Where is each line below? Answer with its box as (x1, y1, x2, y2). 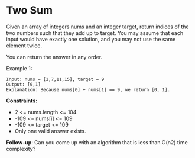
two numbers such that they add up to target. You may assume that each (6, 29, 184, 36)
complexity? (6, 145, 36, 152)
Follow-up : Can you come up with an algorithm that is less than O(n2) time (6, 138, 188, 146)
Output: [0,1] (6, 81, 41, 88)
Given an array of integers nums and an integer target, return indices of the (6, 23, 189, 30)
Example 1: (6, 65, 32, 72)
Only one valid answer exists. (14, 127, 86, 134)
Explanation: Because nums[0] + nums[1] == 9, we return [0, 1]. (6, 86, 170, 92)
